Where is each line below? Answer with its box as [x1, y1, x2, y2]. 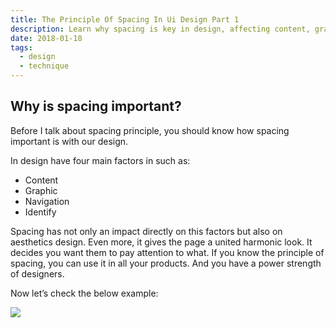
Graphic [24, 184, 58, 196]
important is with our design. [10, 135, 129, 147]
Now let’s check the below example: [10, 287, 159, 299]
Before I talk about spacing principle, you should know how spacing [10, 124, 290, 136]
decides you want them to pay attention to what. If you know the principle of [10, 246, 325, 258]
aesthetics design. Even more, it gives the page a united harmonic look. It [10, 236, 313, 248]
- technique [19, 61, 70, 71]
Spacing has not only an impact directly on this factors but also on [10, 225, 283, 237]
